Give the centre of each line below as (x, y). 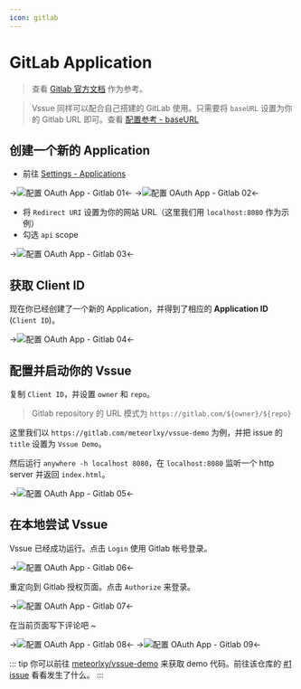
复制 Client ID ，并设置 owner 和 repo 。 (82, 394)
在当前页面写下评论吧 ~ (53, 625)
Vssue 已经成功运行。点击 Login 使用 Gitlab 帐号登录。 (111, 548)
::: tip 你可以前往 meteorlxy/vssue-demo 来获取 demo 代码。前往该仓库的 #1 (150, 663)
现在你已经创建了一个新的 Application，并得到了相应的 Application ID (139, 309)
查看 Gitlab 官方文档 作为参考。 (89, 89)
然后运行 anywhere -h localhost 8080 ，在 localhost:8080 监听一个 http (142, 463)
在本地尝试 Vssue (59, 525)
